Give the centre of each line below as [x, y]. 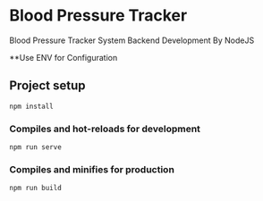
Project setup [48, 86]
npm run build [36, 188]
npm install [31, 106]
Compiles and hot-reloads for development [105, 129]
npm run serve [36, 147]
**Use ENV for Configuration [64, 57]
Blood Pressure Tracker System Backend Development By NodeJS [132, 40]
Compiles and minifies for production [92, 169]
